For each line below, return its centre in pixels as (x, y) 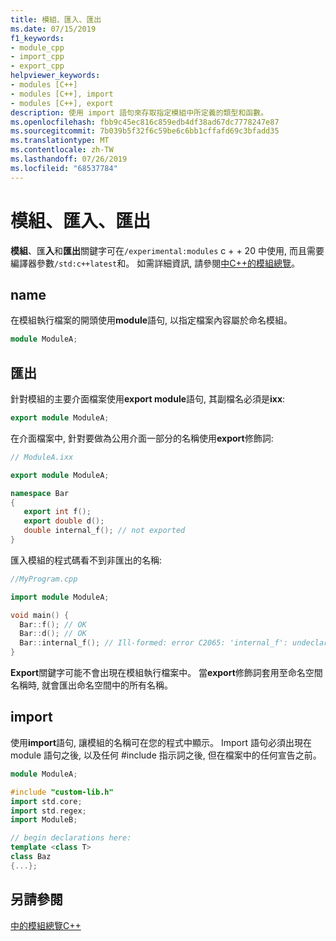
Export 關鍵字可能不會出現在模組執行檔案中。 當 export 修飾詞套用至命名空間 (166, 673)
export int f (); (57, 512)
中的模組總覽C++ (46, 925)
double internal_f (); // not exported (104, 531)
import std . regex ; (48, 811)
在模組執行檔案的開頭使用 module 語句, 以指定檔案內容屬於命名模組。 (151, 320)
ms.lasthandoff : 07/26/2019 (69, 159)
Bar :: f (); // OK (53, 624)
